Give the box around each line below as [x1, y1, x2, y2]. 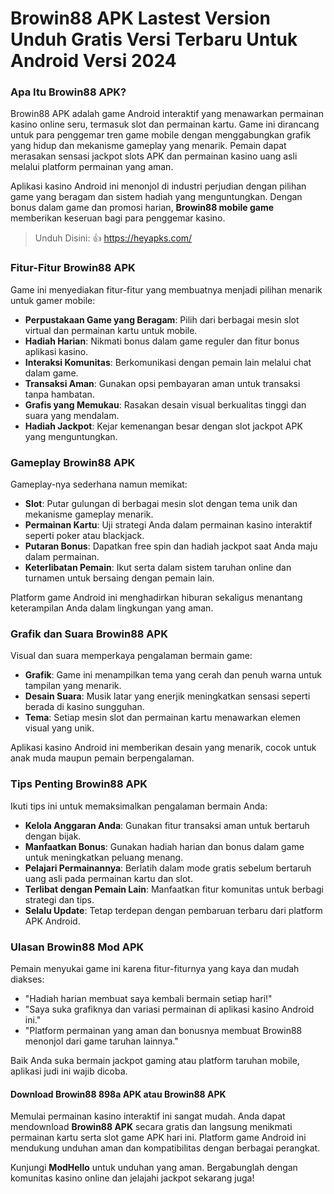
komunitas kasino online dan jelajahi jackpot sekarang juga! [10, 1172, 255, 1184]
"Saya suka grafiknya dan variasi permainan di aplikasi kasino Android [24, 1003, 315, 1015]
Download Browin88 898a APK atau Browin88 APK [10, 1088, 227, 1100]
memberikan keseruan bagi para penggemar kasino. [10, 212, 226, 224]
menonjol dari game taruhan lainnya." [24, 1035, 179, 1047]
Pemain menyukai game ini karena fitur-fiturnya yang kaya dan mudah [10, 962, 300, 974]
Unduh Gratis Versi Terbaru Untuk [10, 28, 298, 51]
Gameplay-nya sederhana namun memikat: [10, 478, 188, 491]
